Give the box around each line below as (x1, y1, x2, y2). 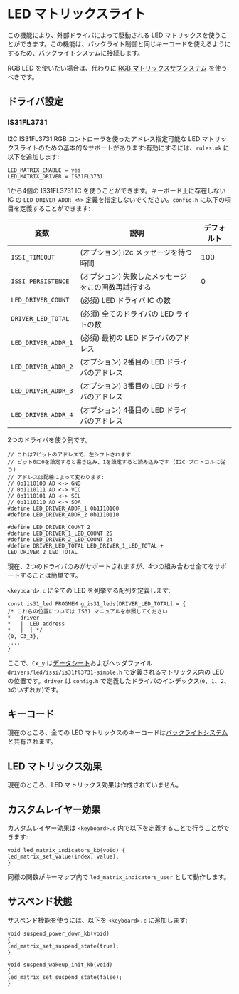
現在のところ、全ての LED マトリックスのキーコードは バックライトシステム (7, 728, 228, 737)
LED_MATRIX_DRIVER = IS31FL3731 (7, 173, 103, 180)
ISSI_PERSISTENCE (11, 277, 70, 285)
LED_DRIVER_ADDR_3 (11, 386, 73, 395)
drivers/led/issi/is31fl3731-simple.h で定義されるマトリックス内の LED (7, 667, 225, 676)
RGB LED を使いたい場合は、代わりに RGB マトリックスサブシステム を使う (7, 63, 228, 72)
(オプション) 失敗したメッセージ (80, 271, 187, 281)
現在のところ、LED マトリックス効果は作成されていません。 (7, 781, 183, 789)
